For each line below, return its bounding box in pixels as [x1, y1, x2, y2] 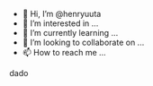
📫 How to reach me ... [22, 47, 106, 57]
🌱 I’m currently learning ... [22, 28, 119, 38]
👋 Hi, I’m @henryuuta [22, 9, 102, 19]
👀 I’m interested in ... [22, 18, 99, 29]
